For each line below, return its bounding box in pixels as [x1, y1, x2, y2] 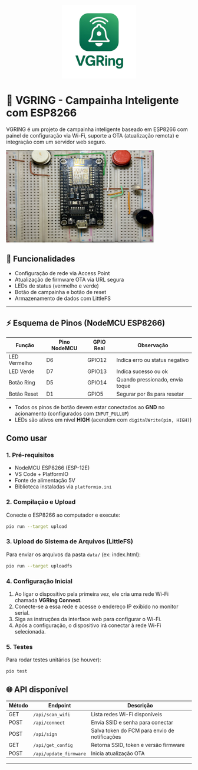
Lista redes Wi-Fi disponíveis [91, 710, 162, 717]
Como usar [6, 433, 48, 443]
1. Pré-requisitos [6, 451, 54, 459]
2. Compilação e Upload [6, 498, 76, 506]
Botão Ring [8, 379, 35, 386]
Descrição [127, 702, 153, 709]
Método [8, 702, 28, 709]
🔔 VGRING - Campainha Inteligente [6, 94, 179, 107]
